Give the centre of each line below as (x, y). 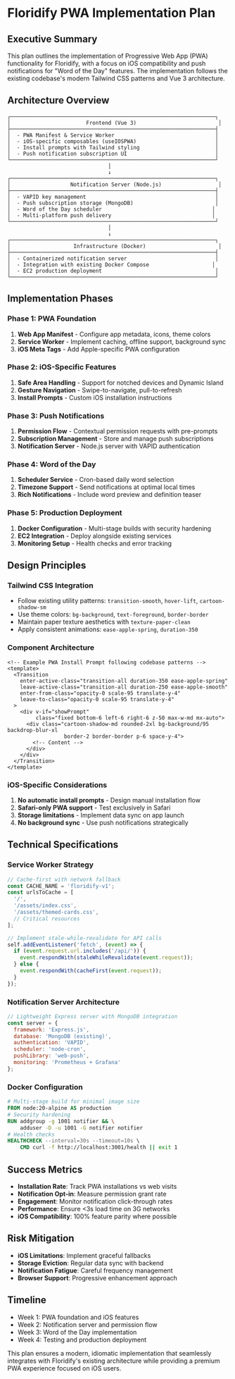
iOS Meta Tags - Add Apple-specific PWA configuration (99, 349)
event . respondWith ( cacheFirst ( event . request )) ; (91, 971)
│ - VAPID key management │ (113, 197)
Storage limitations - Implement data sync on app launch (101, 815)
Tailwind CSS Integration (50, 585)
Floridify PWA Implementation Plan (112, 13)
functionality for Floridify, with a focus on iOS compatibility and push (107, 63)
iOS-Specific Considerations (57, 785)
